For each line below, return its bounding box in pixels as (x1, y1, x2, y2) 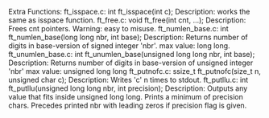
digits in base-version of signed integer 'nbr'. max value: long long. (8, 41, 231, 51)
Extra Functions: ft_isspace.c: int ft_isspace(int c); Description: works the (8, 7, 250, 16)
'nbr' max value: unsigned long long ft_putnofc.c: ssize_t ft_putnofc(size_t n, (8, 67, 262, 75)
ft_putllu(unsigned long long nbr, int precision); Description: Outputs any (8, 83, 248, 93)
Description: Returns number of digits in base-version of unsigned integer (8, 58, 254, 67)
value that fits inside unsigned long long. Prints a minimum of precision (8, 92, 243, 101)
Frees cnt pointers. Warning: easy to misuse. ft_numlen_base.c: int (8, 24, 230, 33)
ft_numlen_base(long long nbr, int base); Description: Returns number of (8, 32, 248, 42)
